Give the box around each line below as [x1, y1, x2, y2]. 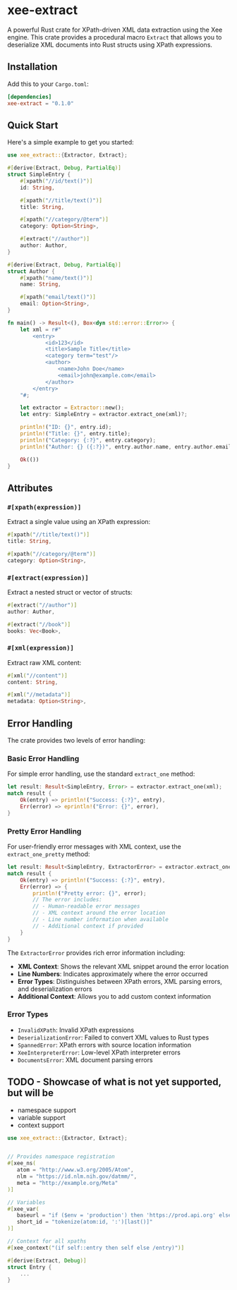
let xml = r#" [20, 326, 61, 333]
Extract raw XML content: [7, 658, 82, 667]
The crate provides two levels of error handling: [7, 736, 146, 745]
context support [17, 1121, 65, 1129]
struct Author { [7, 267, 55, 275]
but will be [7, 1087, 54, 1099]
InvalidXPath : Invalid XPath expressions [17, 1026, 135, 1034]
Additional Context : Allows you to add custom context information [17, 992, 212, 1000]
